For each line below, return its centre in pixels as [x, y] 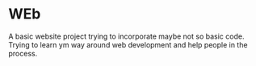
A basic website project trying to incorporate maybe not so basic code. [126, 36]
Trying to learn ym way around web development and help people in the [128, 44]
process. [23, 53]
